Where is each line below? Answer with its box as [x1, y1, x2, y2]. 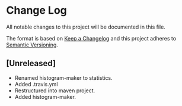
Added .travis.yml [14, 80, 58, 88]
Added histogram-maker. [14, 93, 76, 100]
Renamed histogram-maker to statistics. [14, 74, 113, 81]
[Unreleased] [6, 58, 56, 68]
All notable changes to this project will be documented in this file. [6, 23, 166, 30]
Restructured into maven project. [14, 87, 95, 94]
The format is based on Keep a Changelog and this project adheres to [6, 35, 177, 42]
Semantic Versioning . [6, 41, 58, 48]
